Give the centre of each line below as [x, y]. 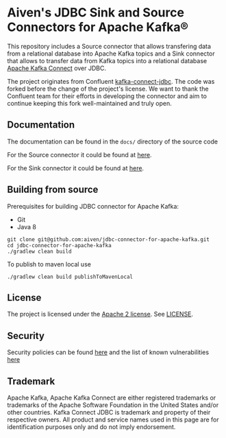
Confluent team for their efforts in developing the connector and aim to [107, 96]
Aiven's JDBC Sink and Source [96, 13]
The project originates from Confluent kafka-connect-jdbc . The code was [111, 81]
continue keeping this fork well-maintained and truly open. [90, 103]
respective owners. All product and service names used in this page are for [113, 419]
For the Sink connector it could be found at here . [76, 168]
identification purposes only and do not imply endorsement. [91, 427]
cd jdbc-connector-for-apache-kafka [59, 245]
